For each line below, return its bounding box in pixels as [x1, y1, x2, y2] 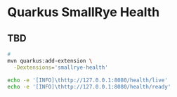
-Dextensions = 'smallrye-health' [13, 64, 109, 71]
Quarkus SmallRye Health [7, 4, 160, 20]
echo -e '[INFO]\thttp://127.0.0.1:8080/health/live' [7, 77, 169, 84]
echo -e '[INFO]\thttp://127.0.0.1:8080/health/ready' [7, 83, 171, 90]
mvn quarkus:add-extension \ [7, 57, 93, 64]
